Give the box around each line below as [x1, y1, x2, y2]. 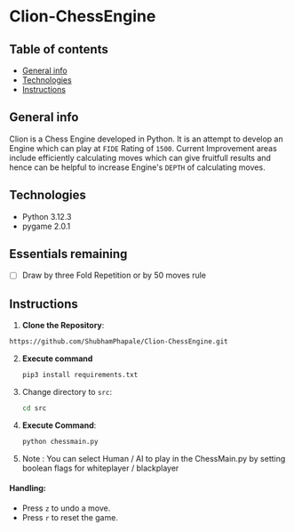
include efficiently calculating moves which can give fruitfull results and [9, 152, 271, 163]
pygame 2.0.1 [21, 221, 71, 231]
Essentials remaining [9, 246, 128, 262]
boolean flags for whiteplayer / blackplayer [21, 463, 179, 473]
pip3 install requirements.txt [21, 371, 139, 380]
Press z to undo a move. [21, 503, 111, 513]
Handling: [9, 483, 46, 494]
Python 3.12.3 [21, 211, 72, 222]
